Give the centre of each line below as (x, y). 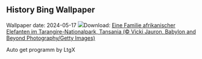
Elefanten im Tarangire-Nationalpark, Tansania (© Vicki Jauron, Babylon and (101, 31)
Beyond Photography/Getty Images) (51, 38)
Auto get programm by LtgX (41, 49)
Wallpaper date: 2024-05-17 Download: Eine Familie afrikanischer (91, 25)
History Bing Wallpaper (51, 10)
